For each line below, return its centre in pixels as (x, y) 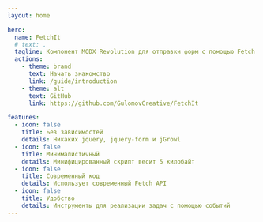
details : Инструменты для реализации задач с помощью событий (126, 205)
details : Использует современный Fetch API (94, 184)
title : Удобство (49, 198)
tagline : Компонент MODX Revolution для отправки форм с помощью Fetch (135, 52)
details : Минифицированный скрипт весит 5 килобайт (108, 162)
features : (24, 118)
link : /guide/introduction (73, 81)
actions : (29, 59)
